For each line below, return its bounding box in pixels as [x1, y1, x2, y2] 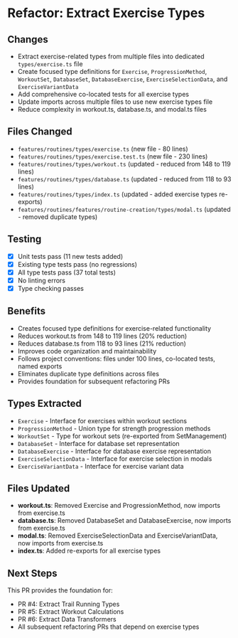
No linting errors [17, 276, 66, 285]
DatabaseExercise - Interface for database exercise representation [17, 447, 212, 455]
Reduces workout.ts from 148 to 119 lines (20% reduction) [17, 331, 188, 340]
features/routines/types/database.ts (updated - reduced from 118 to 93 [17, 174, 232, 183]
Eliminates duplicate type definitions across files [17, 369, 160, 378]
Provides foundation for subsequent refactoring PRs [17, 377, 171, 386]
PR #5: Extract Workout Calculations [17, 607, 124, 616]
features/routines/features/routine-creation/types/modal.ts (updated [17, 205, 231, 213]
